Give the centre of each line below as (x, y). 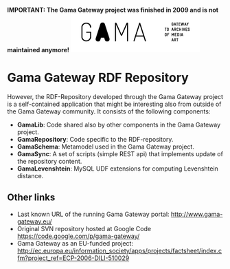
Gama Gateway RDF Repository (98, 78)
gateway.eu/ (35, 221)
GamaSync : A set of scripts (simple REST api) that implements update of (120, 153)
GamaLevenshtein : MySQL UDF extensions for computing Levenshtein (117, 169)
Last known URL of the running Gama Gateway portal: (93, 214)
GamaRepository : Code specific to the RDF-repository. (95, 139)
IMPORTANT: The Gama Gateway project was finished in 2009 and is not (113, 10)
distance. (30, 175)
